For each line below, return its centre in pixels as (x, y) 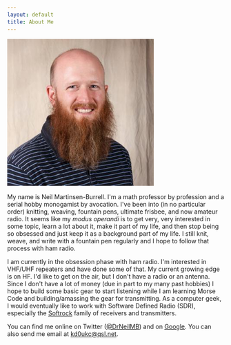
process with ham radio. (41, 248)
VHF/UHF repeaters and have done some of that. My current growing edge (114, 269)
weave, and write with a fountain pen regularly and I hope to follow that (108, 241)
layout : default (30, 15)
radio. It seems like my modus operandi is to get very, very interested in (109, 218)
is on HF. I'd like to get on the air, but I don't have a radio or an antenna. (109, 276)
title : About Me (30, 22)
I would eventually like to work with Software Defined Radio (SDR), (101, 306)
